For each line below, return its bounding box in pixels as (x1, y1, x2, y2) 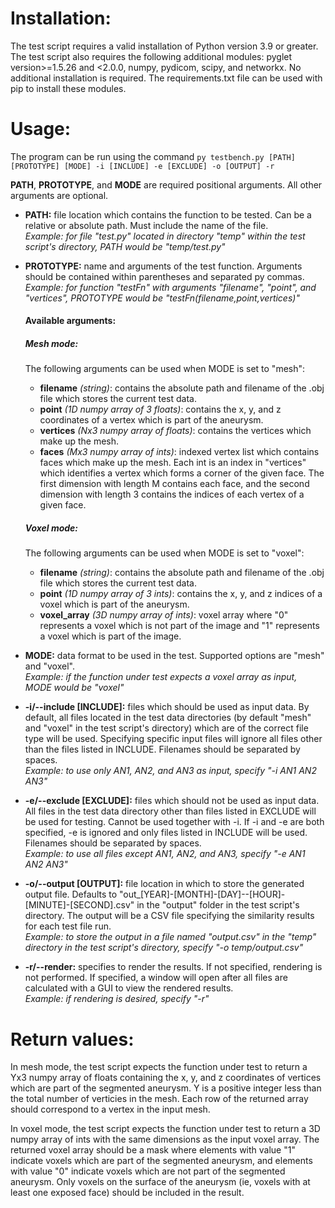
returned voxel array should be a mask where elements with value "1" (10, 1144, 296, 1156)
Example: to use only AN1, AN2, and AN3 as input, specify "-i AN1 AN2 (24, 765, 317, 777)
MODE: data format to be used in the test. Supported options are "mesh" (24, 650, 325, 662)
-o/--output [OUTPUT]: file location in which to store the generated (24, 878, 305, 890)
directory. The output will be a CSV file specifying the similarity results (24, 910, 315, 922)
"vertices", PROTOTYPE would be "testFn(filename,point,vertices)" (24, 292, 300, 304)
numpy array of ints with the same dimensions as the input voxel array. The (10, 1133, 320, 1146)
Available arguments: (24, 315, 117, 327)
